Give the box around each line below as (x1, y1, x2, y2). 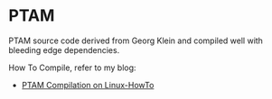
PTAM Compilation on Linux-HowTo (21, 79, 155, 90)
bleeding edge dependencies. (8, 44, 120, 55)
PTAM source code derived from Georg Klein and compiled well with (8, 35, 264, 46)
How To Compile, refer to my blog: (8, 62, 136, 73)
